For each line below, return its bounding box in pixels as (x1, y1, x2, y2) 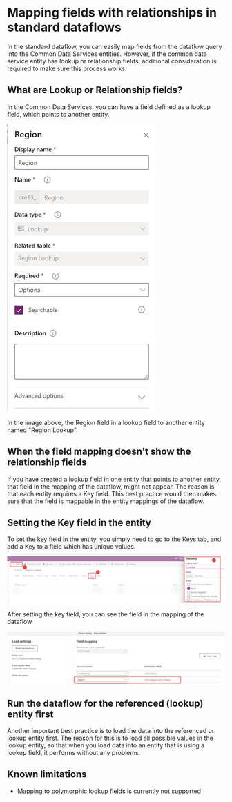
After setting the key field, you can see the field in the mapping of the (7, 609, 204, 618)
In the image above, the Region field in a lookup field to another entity (7, 418, 205, 427)
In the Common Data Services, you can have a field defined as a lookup (7, 102, 211, 111)
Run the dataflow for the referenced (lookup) (7, 697, 204, 709)
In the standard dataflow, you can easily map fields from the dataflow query (7, 42, 222, 50)
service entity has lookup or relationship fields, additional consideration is (7, 57, 217, 65)
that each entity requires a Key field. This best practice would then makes (7, 489, 217, 498)
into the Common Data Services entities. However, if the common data (7, 50, 207, 58)
